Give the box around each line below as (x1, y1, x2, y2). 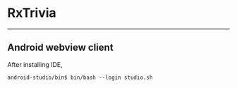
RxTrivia (7, 5, 56, 21)
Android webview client (7, 42, 114, 54)
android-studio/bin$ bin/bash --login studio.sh (7, 74, 153, 81)
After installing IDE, (7, 60, 63, 68)
